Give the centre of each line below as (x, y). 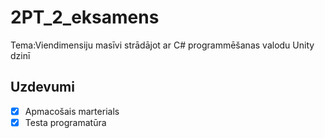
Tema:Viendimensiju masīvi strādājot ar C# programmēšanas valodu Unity (162, 45)
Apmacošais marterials (72, 111)
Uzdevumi (42, 87)
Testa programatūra (65, 122)
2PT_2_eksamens (85, 17)
